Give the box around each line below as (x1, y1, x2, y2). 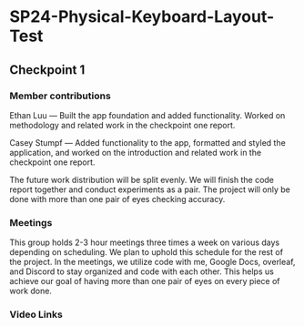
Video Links (9, 308, 64, 321)
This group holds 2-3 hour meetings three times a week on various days (9, 237, 280, 248)
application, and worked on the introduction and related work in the (9, 147, 262, 158)
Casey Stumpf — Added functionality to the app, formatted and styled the (9, 137, 287, 148)
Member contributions (9, 89, 111, 102)
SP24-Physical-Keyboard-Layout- (9, 6, 275, 27)
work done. (9, 285, 53, 297)
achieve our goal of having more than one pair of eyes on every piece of (9, 276, 280, 287)
